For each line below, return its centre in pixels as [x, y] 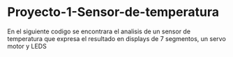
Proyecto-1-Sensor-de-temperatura [113, 12]
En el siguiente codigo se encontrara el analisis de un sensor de [99, 31]
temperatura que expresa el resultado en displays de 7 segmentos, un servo [117, 38]
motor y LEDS [27, 46]
